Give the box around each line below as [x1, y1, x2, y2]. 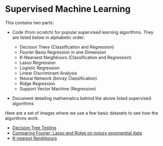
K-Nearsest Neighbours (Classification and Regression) [19, 54, 132, 60]
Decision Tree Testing [12, 124, 56, 131]
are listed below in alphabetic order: [12, 34, 85, 40]
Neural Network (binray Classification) [19, 75, 97, 81]
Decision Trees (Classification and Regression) [19, 44, 114, 50]
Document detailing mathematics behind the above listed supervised [12, 95, 151, 101]
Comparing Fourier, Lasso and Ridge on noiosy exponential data [12, 130, 142, 136]
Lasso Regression [19, 59, 56, 65]
